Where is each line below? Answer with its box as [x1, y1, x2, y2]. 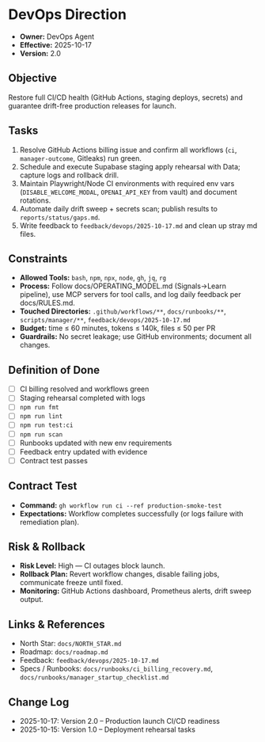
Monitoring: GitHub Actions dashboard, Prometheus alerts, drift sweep [19, 586, 252, 596]
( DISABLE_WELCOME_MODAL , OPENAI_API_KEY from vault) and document [19, 187, 237, 196]
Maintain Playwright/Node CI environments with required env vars [19, 178, 235, 188]
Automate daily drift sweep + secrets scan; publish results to [19, 204, 218, 213]
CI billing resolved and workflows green [19, 384, 150, 394]
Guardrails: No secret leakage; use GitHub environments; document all [19, 332, 252, 341]
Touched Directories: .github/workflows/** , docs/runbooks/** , [19, 306, 227, 316]
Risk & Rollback [8, 540, 85, 554]
